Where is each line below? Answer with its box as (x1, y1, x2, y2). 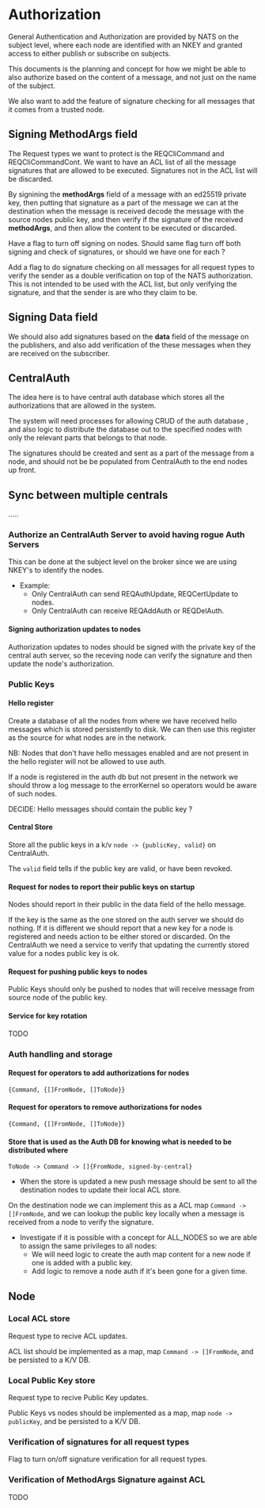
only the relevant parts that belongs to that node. (8, 433, 168, 443)
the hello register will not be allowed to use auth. (8, 756, 166, 766)
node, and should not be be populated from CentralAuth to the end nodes (8, 457, 248, 466)
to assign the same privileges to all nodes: (19, 1241, 157, 1251)
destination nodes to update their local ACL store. (19, 1185, 182, 1195)
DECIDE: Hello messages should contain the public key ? (8, 804, 193, 814)
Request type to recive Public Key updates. (8, 1393, 149, 1402)
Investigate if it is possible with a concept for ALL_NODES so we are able (19, 1233, 257, 1242)
